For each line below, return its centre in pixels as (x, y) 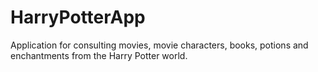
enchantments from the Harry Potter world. (99, 55)
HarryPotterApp (78, 17)
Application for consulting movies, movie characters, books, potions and (159, 45)
